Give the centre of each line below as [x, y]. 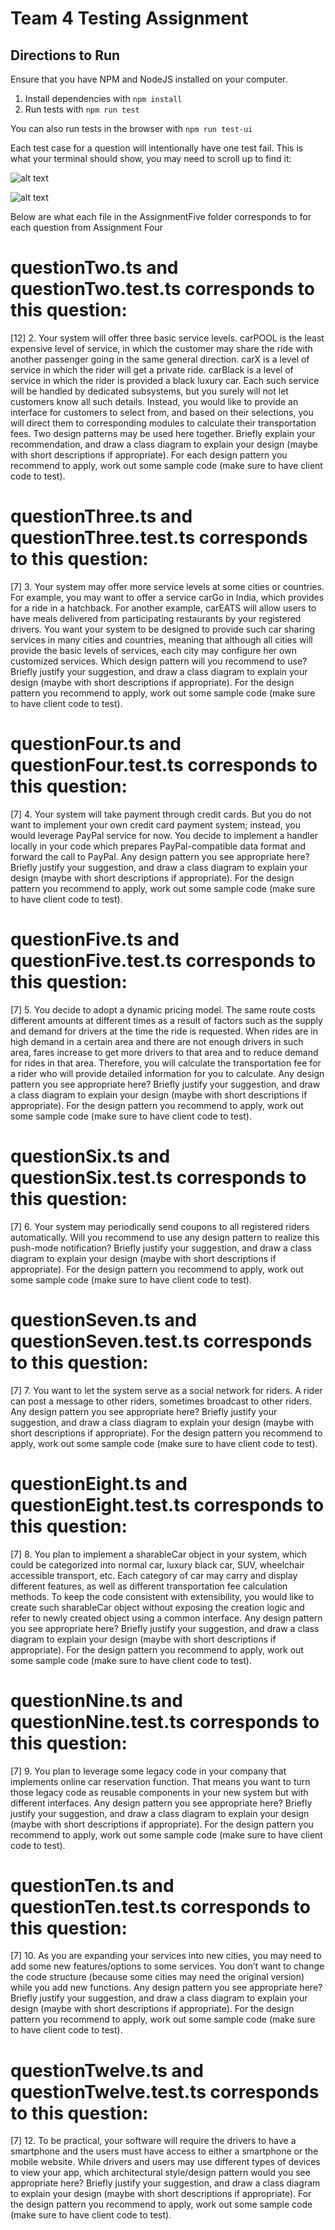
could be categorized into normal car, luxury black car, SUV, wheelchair [157, 1564]
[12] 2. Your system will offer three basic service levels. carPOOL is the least [167, 338]
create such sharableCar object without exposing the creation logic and [157, 1607]
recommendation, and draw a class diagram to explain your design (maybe [164, 444]
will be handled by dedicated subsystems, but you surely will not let [149, 391]
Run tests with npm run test [82, 109]
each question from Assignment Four [86, 227]
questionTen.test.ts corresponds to [160, 1906]
